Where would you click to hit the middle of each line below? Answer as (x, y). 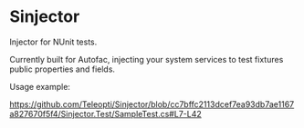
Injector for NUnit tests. (53, 42)
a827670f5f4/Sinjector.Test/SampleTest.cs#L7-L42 (106, 113)
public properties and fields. (63, 69)
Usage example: (40, 86)
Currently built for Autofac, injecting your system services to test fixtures (147, 59)
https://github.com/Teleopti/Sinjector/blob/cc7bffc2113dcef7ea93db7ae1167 (152, 104)
